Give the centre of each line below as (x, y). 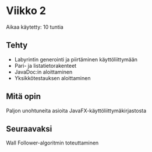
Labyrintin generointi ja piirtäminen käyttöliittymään (76, 59)
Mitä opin (24, 97)
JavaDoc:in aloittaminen (43, 72)
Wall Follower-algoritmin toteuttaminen (52, 143)
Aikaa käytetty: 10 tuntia (35, 27)
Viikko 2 (26, 11)
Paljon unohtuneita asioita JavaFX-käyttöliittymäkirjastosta (76, 110)
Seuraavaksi (29, 129)
